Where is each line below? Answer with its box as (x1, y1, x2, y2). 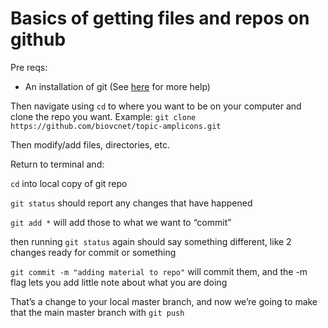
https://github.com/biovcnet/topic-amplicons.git (10, 121, 222, 131)
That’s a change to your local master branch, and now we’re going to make (10, 295, 318, 307)
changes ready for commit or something (10, 246, 177, 258)
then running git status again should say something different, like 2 (10, 235, 292, 247)
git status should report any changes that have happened (10, 197, 253, 209)
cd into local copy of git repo (10, 177, 128, 189)
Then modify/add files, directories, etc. (10, 138, 170, 151)
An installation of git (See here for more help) (24, 80, 211, 92)
